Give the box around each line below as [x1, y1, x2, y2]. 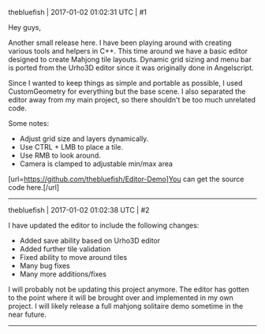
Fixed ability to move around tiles [19, 253, 128, 262]
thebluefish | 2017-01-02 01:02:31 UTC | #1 [8, 8, 147, 17]
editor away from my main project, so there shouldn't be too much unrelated [8, 95, 256, 104]
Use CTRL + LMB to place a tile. [19, 143, 124, 151]
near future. [8, 310, 47, 319]
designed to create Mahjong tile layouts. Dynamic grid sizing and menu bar [8, 55, 252, 64]
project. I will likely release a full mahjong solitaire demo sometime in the [8, 302, 244, 310]
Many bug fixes [19, 261, 71, 270]
